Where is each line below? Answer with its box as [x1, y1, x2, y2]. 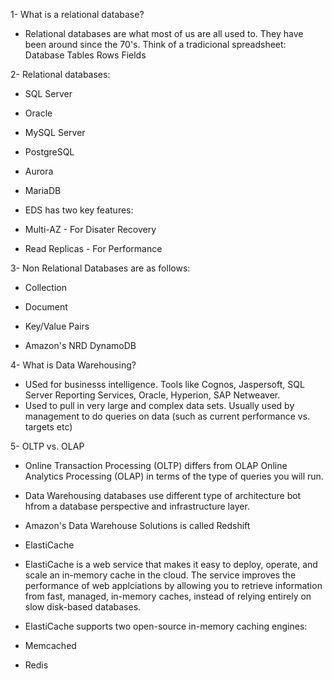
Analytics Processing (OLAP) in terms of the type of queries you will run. [24, 470, 324, 482]
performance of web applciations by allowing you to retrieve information [24, 580, 323, 591]
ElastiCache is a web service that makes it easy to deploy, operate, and [24, 559, 318, 570]
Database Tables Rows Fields [24, 49, 147, 61]
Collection [24, 282, 67, 293]
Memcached [24, 640, 77, 651]
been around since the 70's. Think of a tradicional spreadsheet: [24, 39, 287, 50]
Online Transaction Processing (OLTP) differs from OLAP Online [24, 460, 288, 471]
